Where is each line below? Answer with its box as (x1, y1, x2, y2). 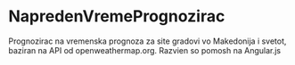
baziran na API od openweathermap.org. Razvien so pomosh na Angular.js (8, 45, 282, 55)
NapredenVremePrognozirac (8, 6, 225, 27)
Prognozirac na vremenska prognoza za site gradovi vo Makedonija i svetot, (8, 36, 287, 46)
